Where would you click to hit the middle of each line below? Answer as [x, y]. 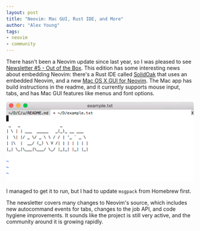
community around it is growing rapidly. [55, 221]
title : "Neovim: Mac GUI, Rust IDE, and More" [65, 19]
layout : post [22, 13]
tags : [13, 32]
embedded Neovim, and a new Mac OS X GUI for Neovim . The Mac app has [99, 81]
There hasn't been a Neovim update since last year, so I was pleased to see [99, 62]
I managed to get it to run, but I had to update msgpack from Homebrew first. [99, 191]
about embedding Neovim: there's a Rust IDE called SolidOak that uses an [97, 74]
